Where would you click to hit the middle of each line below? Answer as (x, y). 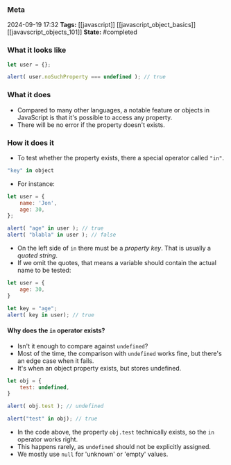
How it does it (31, 142)
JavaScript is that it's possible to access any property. (95, 117)
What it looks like (37, 50)
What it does (29, 95)
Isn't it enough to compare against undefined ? (83, 346)
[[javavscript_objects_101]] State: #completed (72, 32)
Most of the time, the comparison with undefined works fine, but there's (119, 353)
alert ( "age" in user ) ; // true (55, 228)
